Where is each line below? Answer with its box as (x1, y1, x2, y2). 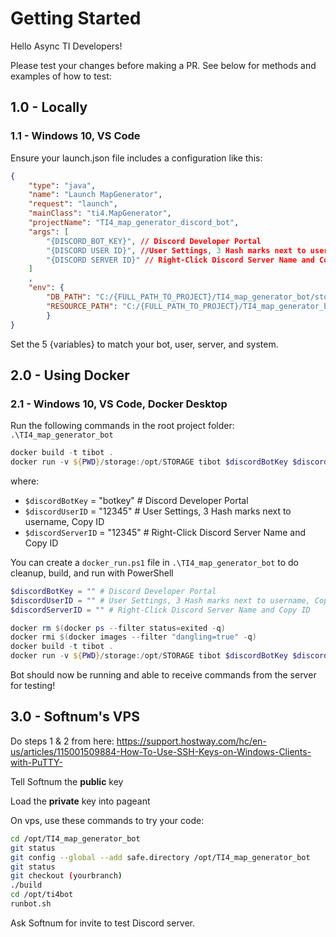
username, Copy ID (24, 515, 105, 527)
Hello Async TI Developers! (10, 40, 123, 52)
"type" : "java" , (28, 180, 97, 191)
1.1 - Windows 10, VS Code (10, 129, 141, 143)
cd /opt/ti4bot (10, 890, 74, 900)
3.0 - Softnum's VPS (10, 708, 140, 726)
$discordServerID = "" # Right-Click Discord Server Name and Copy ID (10, 605, 311, 615)
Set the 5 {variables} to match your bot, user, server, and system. (10, 338, 279, 350)
